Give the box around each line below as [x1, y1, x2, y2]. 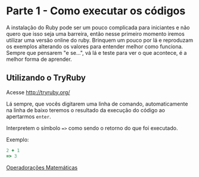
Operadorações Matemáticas [6, 164, 78, 171]
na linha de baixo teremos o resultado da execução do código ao [6, 106, 166, 114]
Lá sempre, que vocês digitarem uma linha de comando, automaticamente [6, 100, 188, 107]
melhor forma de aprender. [6, 55, 73, 63]
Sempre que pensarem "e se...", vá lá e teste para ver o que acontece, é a [6, 49, 187, 56]
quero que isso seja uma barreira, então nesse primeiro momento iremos [6, 30, 185, 37]
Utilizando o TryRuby [6, 73, 86, 83]
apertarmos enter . [6, 113, 51, 120]
